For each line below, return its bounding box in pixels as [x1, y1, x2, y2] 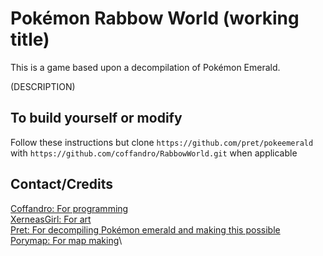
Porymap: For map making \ [10, 234, 123, 246]
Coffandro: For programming [10, 202, 129, 214]
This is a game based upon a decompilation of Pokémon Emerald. [10, 61, 281, 73]
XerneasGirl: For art [10, 213, 92, 225]
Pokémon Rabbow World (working [10, 7, 300, 30]
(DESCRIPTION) [10, 80, 76, 92]
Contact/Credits [10, 176, 113, 193]
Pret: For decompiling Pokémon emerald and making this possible [10, 223, 281, 236]
